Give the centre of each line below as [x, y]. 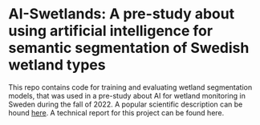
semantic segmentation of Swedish [129, 48]
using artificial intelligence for [111, 31]
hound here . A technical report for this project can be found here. [116, 112]
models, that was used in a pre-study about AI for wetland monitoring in [127, 95]
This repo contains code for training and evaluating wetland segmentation [130, 87]
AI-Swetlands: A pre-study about [122, 14]
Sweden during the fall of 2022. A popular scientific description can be [126, 104]
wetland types [57, 65]
